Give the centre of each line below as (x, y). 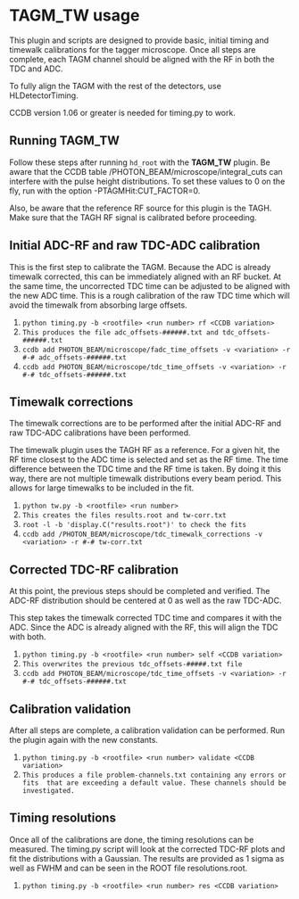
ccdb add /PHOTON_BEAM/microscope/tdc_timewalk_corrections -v (142, 535)
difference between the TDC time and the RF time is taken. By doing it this (145, 469)
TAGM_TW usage (75, 16)
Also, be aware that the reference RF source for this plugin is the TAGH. (141, 208)
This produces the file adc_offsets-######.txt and (120, 332)
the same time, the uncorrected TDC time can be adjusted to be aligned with (150, 285)
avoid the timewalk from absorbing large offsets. (98, 305)
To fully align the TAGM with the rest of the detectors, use (115, 86)
